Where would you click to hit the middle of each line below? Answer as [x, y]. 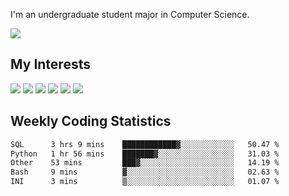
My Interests [50, 64]
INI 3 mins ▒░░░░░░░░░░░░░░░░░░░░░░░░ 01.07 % [145, 182]
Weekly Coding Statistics [91, 121]
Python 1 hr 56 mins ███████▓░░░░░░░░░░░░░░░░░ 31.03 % [145, 154]
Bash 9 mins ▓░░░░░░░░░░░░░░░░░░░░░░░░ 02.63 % [145, 172]
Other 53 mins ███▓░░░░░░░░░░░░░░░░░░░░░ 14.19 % [145, 163]
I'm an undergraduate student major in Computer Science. [130, 14]
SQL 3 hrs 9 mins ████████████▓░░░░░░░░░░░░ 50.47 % [145, 144]
